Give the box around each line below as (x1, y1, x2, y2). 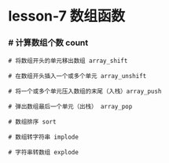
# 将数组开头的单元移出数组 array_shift (8, 57, 128, 65)
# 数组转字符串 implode (8, 133, 79, 142)
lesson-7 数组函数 (8, 7, 126, 25)
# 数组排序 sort (8, 118, 57, 126)
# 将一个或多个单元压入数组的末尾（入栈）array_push (8, 87, 162, 95)
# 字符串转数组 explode (8, 149, 79, 157)
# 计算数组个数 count (8, 37, 89, 48)
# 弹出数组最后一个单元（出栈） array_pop (8, 103, 133, 111)
